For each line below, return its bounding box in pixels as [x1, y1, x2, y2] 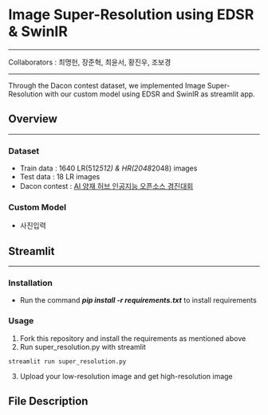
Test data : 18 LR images [19, 172, 100, 182]
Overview [8, 112, 58, 126]
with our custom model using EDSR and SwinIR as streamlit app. [44, 89, 255, 99]
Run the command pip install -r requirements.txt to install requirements [19, 296, 257, 305]
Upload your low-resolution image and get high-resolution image [19, 371, 233, 381]
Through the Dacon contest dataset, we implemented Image [8, 80, 206, 90]
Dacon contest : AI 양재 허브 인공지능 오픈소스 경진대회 [19, 182, 194, 191]
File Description [8, 394, 89, 408]
